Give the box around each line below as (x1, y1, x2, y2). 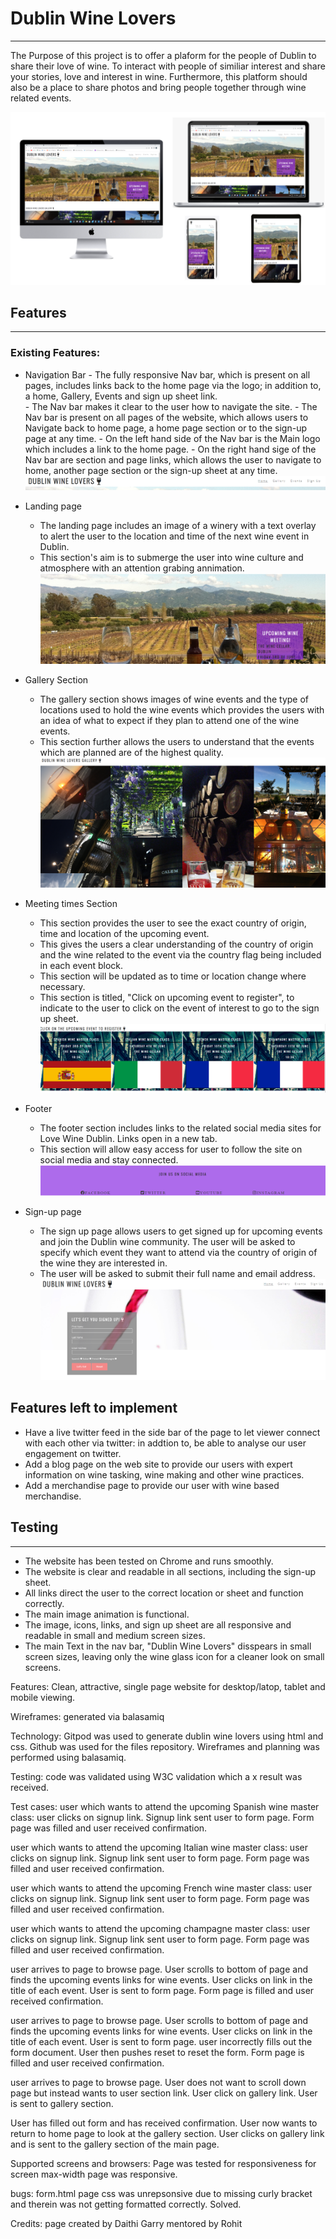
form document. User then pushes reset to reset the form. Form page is (10, 2046, 305, 2058)
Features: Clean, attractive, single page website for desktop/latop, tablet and (10, 1680, 326, 1692)
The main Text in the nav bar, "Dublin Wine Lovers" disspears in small (24, 1640, 312, 1652)
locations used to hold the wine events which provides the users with (39, 703, 325, 716)
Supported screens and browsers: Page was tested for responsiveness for (10, 2157, 317, 2169)
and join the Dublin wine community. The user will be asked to (39, 1236, 296, 1248)
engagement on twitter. (24, 1447, 122, 1459)
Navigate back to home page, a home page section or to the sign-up (24, 422, 308, 434)
